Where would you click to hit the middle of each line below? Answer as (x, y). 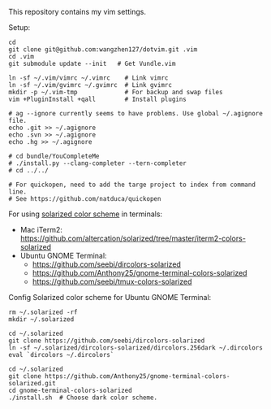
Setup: (19, 27)
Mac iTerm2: (41, 230)
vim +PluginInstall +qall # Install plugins (97, 99)
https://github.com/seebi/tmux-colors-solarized (112, 281)
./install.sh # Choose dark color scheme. (83, 398)
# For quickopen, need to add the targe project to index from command (132, 185)
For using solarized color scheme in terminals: (86, 214)
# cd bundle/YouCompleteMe (54, 156)
